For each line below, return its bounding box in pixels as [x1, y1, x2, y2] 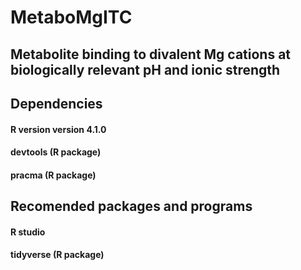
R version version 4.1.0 [10, 123, 107, 135]
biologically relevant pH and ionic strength [10, 61, 281, 78]
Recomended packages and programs [10, 198, 253, 215]
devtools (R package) [10, 146, 102, 158]
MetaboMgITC [10, 6, 133, 29]
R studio [10, 226, 46, 238]
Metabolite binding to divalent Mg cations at [10, 46, 292, 63]
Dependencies [10, 95, 103, 112]
